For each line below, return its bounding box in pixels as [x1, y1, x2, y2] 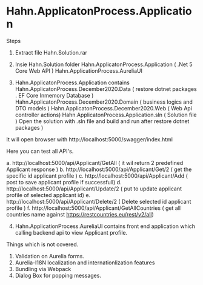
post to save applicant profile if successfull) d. [6, 178, 122, 186]
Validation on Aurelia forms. [15, 252, 85, 260]
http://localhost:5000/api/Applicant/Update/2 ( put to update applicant [6, 185, 182, 192]
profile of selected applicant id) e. [6, 191, 91, 198]
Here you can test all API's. [6, 147, 74, 155]
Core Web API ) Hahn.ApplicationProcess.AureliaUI [15, 67, 143, 74]
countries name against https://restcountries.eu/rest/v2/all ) [6, 210, 155, 218]
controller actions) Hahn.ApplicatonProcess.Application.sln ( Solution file [15, 111, 197, 118]
